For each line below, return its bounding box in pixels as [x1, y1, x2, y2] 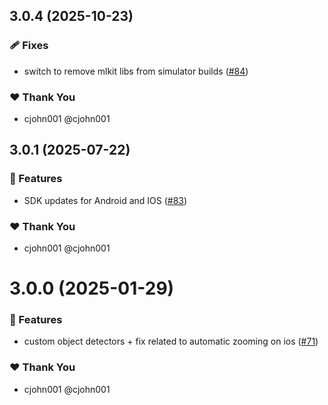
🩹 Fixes [9, 39, 49, 53]
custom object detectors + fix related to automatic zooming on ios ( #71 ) [23, 335, 319, 348]
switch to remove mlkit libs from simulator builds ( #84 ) [23, 65, 249, 77]
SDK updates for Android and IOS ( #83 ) [23, 194, 188, 206]
